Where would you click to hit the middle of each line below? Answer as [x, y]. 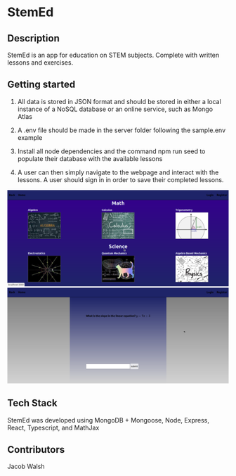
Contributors [36, 450]
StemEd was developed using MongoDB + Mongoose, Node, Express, [108, 420]
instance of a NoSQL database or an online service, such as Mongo [115, 109]
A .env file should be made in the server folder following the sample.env [122, 130]
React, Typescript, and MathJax [53, 427]
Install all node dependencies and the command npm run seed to [111, 151]
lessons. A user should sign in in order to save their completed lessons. [120, 179]
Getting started [41, 85]
